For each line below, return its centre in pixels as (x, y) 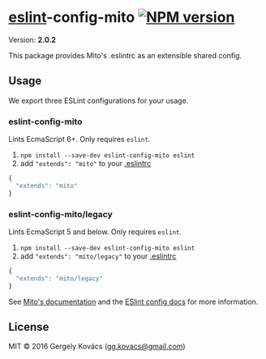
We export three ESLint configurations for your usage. (99, 100)
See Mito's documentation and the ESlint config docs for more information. (133, 301)
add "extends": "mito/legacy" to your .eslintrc (98, 256)
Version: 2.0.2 (32, 40)
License (29, 327)
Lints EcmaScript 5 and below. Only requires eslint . (95, 232)
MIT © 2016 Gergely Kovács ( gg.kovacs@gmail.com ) (97, 346)
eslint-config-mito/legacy (61, 214)
